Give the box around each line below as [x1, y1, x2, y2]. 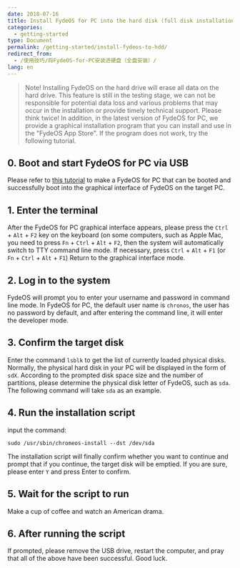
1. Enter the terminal [7, 204, 99, 216]
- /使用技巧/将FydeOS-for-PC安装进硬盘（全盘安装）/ [14, 57, 157, 64]
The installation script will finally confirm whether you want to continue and [7, 452, 229, 461]
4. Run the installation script [7, 407, 136, 419]
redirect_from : [7, 51, 53, 58]
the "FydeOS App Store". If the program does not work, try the [24, 129, 209, 137]
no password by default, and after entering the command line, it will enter [7, 309, 224, 317]
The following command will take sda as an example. [7, 386, 162, 394]
